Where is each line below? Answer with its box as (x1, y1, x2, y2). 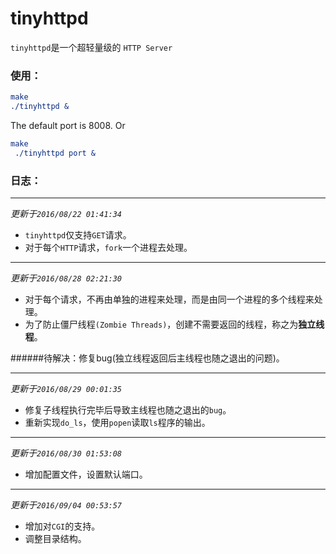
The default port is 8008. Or (10, 119, 126, 131)
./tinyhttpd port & (14, 148, 97, 158)
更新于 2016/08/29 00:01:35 (10, 383, 123, 395)
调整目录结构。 (24, 533, 87, 545)
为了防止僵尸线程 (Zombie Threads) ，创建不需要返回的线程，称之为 (24, 318, 299, 331)
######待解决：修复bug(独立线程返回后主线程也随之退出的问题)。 (10, 352, 285, 364)
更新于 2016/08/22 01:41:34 (10, 208, 123, 220)
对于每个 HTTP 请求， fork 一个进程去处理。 (24, 242, 193, 254)
